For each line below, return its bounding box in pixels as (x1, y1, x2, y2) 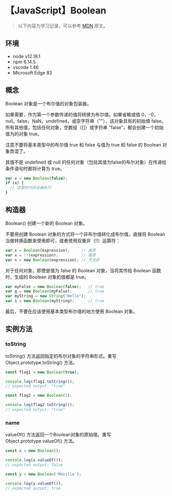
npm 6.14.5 (12, 59, 36, 65)
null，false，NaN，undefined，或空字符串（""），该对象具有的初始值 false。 (5, 118, 166, 124)
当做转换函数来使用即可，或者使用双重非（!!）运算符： (5, 237, 121, 243)
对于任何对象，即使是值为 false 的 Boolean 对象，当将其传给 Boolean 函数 (5, 267, 161, 273)
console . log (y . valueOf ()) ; (5, 481, 63, 486)
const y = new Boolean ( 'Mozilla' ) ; (5, 471, 82, 476)
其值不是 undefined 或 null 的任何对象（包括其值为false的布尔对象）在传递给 (5, 159, 167, 165)
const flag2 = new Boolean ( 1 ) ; (5, 393, 72, 398)
